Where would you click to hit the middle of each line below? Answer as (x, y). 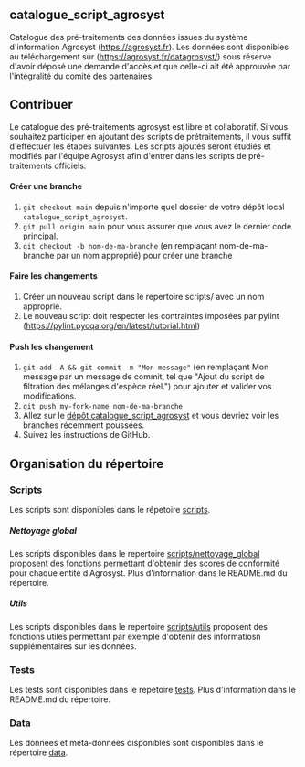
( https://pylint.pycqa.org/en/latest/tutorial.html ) (111, 326)
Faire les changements (53, 276)
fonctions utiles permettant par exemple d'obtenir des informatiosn (136, 636)
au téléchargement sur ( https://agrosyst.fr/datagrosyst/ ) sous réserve (141, 56)
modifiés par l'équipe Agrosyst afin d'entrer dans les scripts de (128, 155)
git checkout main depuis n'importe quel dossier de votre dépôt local (153, 207)
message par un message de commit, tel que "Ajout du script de (143, 377)
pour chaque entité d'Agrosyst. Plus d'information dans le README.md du (148, 573)
